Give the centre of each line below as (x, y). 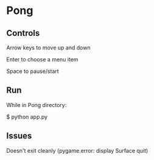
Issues (19, 136)
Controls (23, 33)
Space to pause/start (33, 71)
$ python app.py (27, 117)
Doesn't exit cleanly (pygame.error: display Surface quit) (77, 150)
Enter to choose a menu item (42, 59)
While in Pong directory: (37, 105)
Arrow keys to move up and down (48, 47)
